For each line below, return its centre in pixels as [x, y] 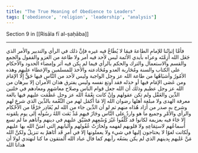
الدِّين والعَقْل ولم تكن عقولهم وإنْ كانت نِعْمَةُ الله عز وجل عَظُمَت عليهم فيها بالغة [93, 94]
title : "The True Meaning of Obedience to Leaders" [71, 11]
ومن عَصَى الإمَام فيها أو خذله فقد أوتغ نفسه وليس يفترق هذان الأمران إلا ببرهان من [96, 82]
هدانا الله [16, 144]
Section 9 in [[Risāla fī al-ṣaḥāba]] [47, 34]
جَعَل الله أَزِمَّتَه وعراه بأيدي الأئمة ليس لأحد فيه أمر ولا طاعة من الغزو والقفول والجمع [98, 57]
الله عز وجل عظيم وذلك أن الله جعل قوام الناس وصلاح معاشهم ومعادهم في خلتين [95, 88]
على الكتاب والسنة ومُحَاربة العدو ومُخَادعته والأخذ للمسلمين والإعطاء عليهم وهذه [93, 69]
